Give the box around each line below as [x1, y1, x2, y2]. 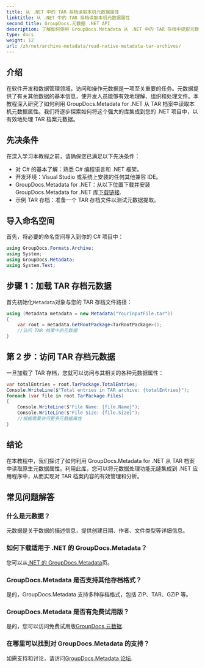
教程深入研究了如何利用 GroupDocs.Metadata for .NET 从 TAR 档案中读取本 [6, 100, 195, 107]
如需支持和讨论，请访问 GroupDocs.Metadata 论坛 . [6, 655, 133, 662]
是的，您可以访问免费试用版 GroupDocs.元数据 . [6, 623, 124, 630]
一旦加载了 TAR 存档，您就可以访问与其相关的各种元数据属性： [6, 369, 164, 377]
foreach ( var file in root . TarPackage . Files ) [6, 392, 124, 399]
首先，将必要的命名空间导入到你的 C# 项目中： [6, 233, 124, 241]
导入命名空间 [6, 216, 55, 226]
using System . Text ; [6, 262, 56, 268]
